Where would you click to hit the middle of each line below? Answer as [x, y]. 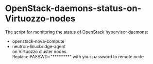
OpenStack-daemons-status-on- [73, 8]
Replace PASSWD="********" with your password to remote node [78, 56]
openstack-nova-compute [38, 41]
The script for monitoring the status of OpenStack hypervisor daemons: [76, 32]
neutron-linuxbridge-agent [39, 46]
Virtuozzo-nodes [40, 19]
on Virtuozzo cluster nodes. [40, 51]
